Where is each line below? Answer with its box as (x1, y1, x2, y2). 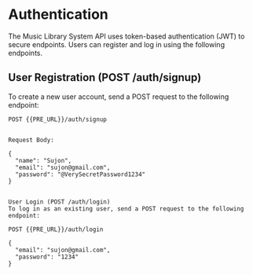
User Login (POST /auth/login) (8, 198, 111, 206)
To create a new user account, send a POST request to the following (8, 92, 229, 101)
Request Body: (8, 136, 55, 144)
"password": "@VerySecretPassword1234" (15, 170, 146, 178)
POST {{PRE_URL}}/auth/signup (8, 115, 108, 123)
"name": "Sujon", (15, 156, 72, 164)
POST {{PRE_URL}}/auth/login (8, 225, 104, 233)
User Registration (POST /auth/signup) (8, 71, 202, 84)
